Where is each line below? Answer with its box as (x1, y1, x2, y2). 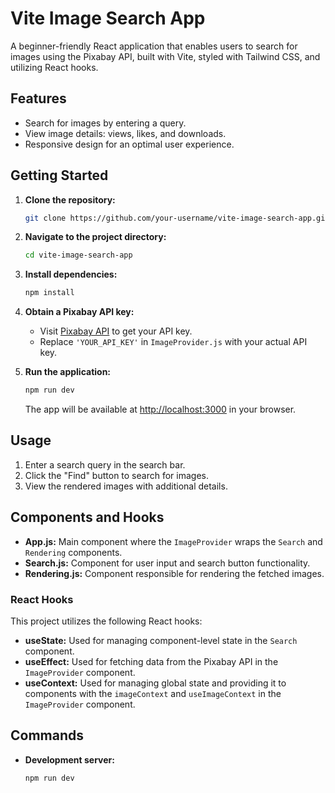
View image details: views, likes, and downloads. (24, 127, 227, 139)
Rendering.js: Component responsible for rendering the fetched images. (24, 567, 325, 579)
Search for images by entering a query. (24, 117, 187, 129)
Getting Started (10, 167, 109, 184)
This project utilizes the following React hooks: (10, 615, 203, 627)
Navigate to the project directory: (24, 231, 167, 243)
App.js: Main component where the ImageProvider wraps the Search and (24, 535, 323, 547)
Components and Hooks (10, 509, 165, 526)
